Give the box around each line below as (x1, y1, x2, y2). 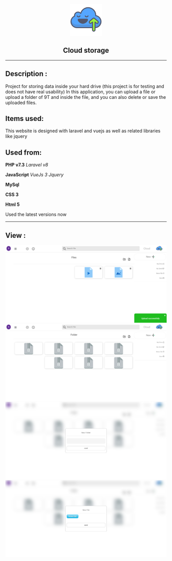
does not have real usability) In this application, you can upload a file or (5, 89, 156, 95)
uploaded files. (5, 99, 37, 106)
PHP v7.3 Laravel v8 (5, 162, 49, 168)
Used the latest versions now (5, 212, 67, 218)
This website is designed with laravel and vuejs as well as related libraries (5, 128, 161, 134)
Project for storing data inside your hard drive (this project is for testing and (5, 83, 165, 89)
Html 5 (5, 201, 20, 207)
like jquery (5, 133, 28, 139)
